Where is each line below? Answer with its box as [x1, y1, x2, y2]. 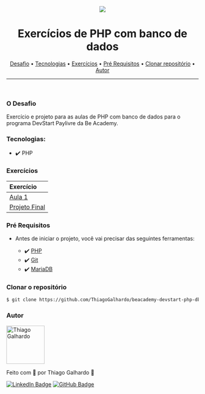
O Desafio [6, 99, 37, 108]
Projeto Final [9, 202, 46, 211]
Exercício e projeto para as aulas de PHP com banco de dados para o [6, 113, 181, 120]
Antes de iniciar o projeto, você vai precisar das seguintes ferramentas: [15, 235, 195, 243]
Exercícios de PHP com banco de [17, 27, 188, 41]
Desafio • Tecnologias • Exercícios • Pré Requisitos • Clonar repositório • [10, 60, 195, 67]
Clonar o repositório [6, 283, 67, 291]
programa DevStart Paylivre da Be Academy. [6, 120, 118, 127]
